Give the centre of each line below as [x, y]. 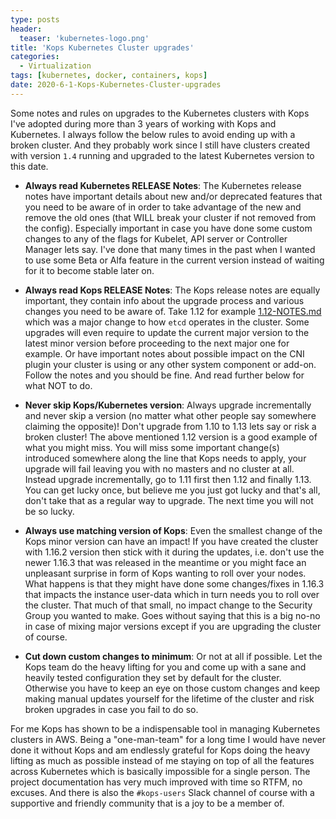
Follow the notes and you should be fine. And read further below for [164, 375]
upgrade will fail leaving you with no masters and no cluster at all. [159, 468]
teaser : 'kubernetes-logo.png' [84, 38]
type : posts [35, 19]
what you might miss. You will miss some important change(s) [152, 447]
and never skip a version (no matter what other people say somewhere [170, 415]
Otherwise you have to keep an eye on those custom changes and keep [172, 688]
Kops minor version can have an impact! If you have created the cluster [171, 541]
